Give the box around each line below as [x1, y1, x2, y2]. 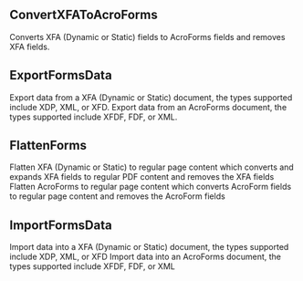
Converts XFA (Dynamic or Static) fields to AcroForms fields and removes [9, 31, 286, 42]
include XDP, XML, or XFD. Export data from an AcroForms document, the [9, 101, 287, 112]
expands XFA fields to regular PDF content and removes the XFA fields [9, 172, 275, 182]
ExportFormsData [9, 68, 112, 83]
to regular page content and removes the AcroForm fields [9, 191, 225, 202]
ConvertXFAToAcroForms [9, 7, 158, 23]
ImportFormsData [9, 217, 112, 233]
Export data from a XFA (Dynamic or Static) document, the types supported [9, 91, 293, 103]
